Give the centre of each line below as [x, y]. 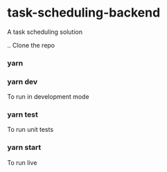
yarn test [23, 115]
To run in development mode [48, 97]
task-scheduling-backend [84, 13]
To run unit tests [30, 130]
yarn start [24, 148]
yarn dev [23, 82]
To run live [22, 162]
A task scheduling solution [45, 32]
